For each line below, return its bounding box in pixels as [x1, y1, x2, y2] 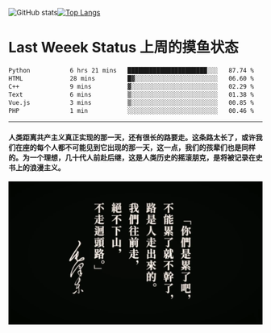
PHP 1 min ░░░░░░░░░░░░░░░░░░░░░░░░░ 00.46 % [8, 106, 254, 114]
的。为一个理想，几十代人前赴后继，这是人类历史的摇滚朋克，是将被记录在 [8, 152, 256, 162]
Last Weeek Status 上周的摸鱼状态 [8, 39, 240, 56]
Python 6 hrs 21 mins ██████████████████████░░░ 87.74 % [8, 66, 254, 74]
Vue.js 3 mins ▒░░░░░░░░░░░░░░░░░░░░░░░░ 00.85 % [8, 98, 254, 106]
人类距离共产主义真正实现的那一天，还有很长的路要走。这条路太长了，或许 [8, 132, 256, 142]
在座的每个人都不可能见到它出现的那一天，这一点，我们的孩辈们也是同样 [15, 142, 256, 152]
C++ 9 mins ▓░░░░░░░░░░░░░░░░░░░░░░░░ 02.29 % [8, 82, 254, 90]
